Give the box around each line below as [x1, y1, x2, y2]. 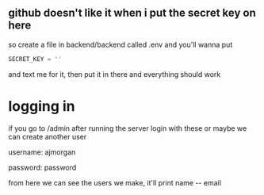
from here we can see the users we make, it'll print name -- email [8, 178, 222, 187]
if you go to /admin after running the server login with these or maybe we [8, 123, 247, 133]
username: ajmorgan [8, 147, 76, 157]
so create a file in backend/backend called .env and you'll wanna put [8, 40, 233, 49]
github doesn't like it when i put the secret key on [8, 6, 256, 20]
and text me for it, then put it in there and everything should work [8, 69, 221, 78]
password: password [8, 162, 77, 172]
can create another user [8, 132, 87, 141]
